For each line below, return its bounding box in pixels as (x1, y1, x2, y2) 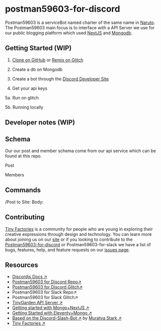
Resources (5, 261, 38, 269)
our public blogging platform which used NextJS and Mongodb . (5, 30, 133, 36)
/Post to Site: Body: (5, 199, 44, 205)
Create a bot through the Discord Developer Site (12, 76, 109, 81)
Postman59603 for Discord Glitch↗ (12, 284, 83, 290)
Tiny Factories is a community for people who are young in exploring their (5, 226, 153, 232)
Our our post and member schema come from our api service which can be (5, 148, 157, 154)
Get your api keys (12, 85, 48, 91)
